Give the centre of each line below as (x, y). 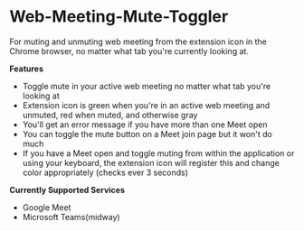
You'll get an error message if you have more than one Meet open (145, 125)
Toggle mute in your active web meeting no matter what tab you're (147, 86)
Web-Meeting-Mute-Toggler (119, 17)
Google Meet (47, 207)
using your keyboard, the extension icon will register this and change (151, 162)
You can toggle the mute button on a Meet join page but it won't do (147, 134)
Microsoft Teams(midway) (71, 217)
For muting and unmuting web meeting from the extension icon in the (138, 42)
